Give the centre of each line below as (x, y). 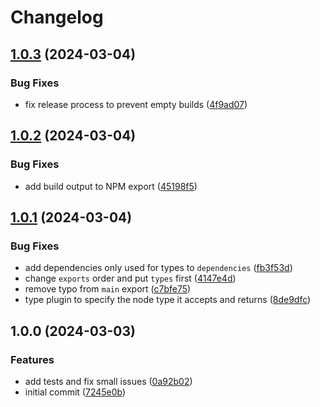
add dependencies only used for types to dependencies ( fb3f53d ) (158, 268)
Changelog (57, 17)
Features (32, 359)
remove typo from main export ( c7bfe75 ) (108, 289)
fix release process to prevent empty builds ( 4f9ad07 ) (136, 104)
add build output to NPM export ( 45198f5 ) (111, 186)
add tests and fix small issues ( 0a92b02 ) (108, 381)
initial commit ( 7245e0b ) (75, 392)
